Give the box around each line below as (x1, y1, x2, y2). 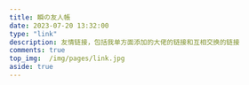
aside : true (9, 63, 53, 72)
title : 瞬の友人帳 (9, 12, 71, 22)
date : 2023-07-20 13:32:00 (9, 21, 109, 30)
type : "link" (9, 29, 58, 38)
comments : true (9, 46, 66, 55)
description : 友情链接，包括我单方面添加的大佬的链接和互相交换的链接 (9, 37, 240, 47)
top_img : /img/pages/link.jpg (9, 54, 125, 63)
